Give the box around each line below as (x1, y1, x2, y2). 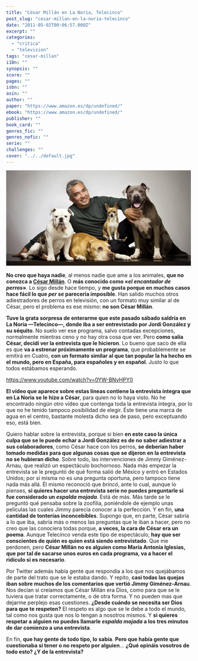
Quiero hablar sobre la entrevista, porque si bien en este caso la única (6, 430, 178, 438)
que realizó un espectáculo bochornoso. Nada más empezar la (23, 462, 177, 469)
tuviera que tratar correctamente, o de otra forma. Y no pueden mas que (6, 592, 183, 600)
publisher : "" (6, 115, 41, 121)
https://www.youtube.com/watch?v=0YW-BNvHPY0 (6, 376, 134, 383)
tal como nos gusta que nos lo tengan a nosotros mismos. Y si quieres (6, 611, 178, 618)
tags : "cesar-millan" (6, 53, 60, 59)
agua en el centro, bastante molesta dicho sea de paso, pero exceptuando (6, 413, 187, 420)
